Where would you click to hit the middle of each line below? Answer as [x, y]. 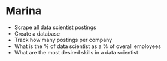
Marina [24, 11]
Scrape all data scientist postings [55, 27]
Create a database [37, 33]
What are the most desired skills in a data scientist [76, 52]
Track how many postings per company [63, 40]
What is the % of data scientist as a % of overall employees [87, 46]
